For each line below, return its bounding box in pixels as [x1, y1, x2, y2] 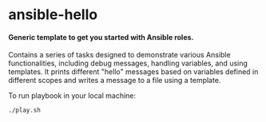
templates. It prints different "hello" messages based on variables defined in [8, 67, 259, 77]
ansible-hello [8, 6, 98, 24]
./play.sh [8, 106, 42, 115]
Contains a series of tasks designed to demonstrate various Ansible [8, 50, 231, 60]
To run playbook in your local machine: [8, 91, 137, 100]
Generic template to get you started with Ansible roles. [8, 32, 194, 41]
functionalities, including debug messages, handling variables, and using [8, 58, 248, 69]
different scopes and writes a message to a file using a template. [8, 76, 221, 85]
